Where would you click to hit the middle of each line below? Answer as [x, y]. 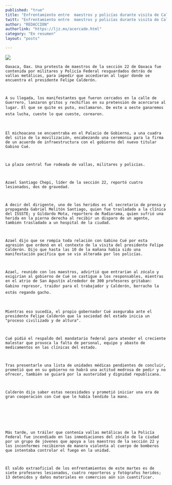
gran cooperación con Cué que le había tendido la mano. [67, 396]
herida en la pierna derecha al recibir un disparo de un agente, [78, 218]
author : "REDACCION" [27, 24]
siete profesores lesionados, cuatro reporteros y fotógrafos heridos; [83, 473]
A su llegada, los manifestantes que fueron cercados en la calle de [81, 98]
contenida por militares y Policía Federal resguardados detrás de [79, 71]
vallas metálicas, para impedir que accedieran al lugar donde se [78, 75]
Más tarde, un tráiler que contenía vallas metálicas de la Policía [80, 432]
